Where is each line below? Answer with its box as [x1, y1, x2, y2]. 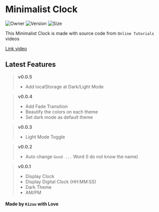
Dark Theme [25, 184, 52, 190]
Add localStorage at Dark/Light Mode [25, 83, 104, 89]
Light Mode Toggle [25, 134, 65, 140]
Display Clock [25, 173, 55, 179]
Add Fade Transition [25, 103, 68, 109]
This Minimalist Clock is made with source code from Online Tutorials [5, 30, 154, 36]
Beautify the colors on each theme [25, 108, 98, 115]
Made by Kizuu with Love [5, 201, 59, 207]
